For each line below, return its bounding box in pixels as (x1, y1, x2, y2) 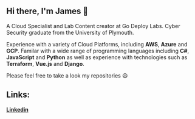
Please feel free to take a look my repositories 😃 (6, 71, 128, 79)
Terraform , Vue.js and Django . (6, 60, 85, 67)
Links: (6, 90, 30, 100)
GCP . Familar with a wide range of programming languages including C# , (6, 47, 190, 54)
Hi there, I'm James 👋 (6, 6, 89, 16)
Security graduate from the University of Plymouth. (6, 29, 134, 36)
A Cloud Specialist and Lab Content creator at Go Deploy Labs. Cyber (6, 22, 180, 29)
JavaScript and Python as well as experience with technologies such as (6, 53, 188, 61)
